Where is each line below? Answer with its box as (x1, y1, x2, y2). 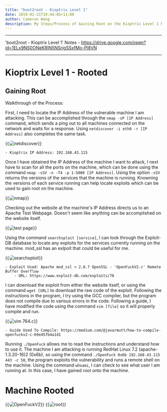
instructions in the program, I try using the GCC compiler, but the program (5, 293, 157, 299)
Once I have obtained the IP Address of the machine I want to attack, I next (5, 159, 159, 165)
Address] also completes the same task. (5, 131, 87, 137)
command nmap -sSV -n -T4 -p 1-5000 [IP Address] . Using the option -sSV (5, 170, 160, 176)
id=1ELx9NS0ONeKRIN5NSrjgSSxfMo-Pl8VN (5, 45, 97, 51)
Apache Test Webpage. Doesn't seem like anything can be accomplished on (5, 210, 162, 216)
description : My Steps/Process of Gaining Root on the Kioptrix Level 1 (5, 21, 159, 26)
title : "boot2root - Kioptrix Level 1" (5, 7, 88, 12)
